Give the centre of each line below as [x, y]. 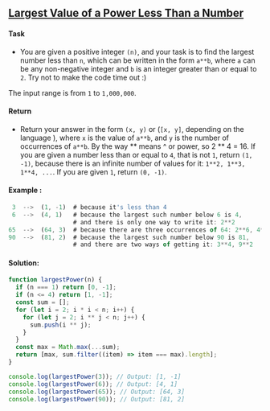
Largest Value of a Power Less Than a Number [126, 13]
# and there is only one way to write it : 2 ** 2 [154, 222]
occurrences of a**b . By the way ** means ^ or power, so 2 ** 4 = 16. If [137, 146]
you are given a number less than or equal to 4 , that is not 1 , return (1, [136, 154]
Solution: [24, 263]
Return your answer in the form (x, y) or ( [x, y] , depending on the [132, 129]
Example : [25, 190]
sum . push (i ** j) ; [60, 325]
